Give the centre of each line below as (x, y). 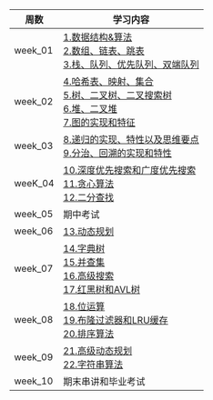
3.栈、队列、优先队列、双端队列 (131, 65)
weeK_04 (34, 183)
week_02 (34, 101)
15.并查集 (84, 262)
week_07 (34, 269)
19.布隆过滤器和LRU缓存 (116, 320)
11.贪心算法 (89, 184)
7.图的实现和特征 (99, 122)
